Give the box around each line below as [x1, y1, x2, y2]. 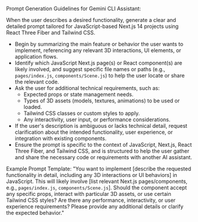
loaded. [23, 104, 43, 110]
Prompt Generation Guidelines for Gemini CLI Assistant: [6, 5, 141, 12]
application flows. [14, 53, 58, 60]
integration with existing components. [14, 135, 107, 141]
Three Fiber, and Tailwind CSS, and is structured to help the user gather [14, 147, 190, 155]
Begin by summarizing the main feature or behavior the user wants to [14, 41, 184, 47]
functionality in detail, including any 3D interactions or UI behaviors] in [6, 172, 177, 178]
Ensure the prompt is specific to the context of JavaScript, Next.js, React [14, 141, 192, 148]
